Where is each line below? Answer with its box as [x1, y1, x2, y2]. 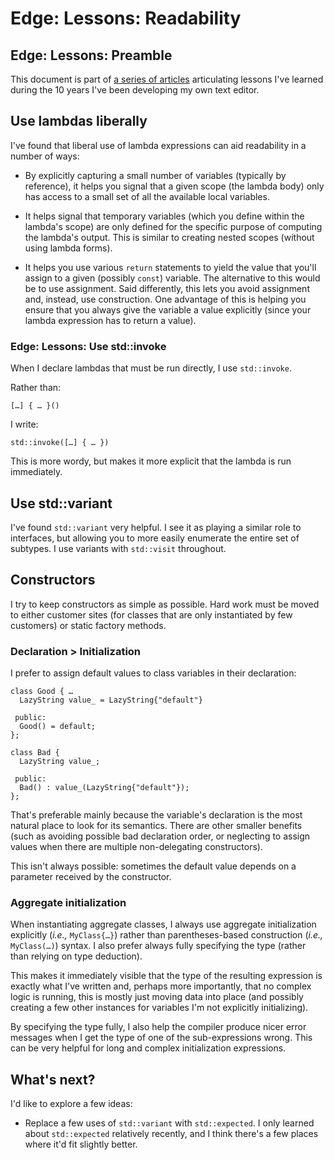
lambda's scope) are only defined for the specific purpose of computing [24, 220, 323, 232]
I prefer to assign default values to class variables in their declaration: [10, 667, 297, 679]
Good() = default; [19, 722, 97, 732]
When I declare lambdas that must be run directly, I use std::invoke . [10, 362, 292, 374]
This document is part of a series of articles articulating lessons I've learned [10, 73, 324, 85]
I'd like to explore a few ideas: [10, 1098, 133, 1110]
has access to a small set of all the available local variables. [24, 190, 270, 202]
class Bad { [10, 748, 60, 758]
